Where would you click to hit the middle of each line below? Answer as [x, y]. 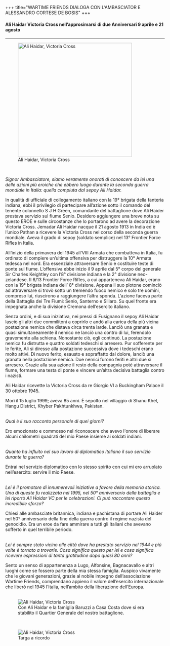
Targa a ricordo [34, 638]
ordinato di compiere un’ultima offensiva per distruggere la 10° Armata [78, 258]
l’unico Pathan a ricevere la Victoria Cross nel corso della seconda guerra [82, 232]
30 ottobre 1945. [23, 391]
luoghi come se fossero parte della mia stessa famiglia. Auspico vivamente [83, 571]
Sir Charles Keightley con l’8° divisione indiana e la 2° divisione [71, 274]
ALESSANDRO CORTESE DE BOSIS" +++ [48, 13]
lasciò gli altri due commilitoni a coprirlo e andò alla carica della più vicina [82, 322]
